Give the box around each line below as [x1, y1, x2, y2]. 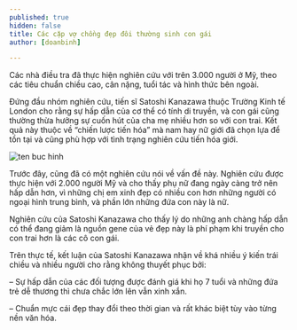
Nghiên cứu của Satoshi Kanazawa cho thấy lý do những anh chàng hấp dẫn [9, 214, 288, 224]
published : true [9, 12, 69, 22]
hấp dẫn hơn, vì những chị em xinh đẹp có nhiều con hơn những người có [9, 187, 277, 198]
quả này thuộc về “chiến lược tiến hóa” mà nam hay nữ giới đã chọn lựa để [9, 125, 281, 136]
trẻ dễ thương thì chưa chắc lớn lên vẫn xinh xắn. [9, 286, 188, 297]
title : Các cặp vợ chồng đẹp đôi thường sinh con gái [9, 29, 213, 38]
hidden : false [9, 21, 62, 30]
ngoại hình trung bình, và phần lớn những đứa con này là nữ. [9, 197, 230, 208]
